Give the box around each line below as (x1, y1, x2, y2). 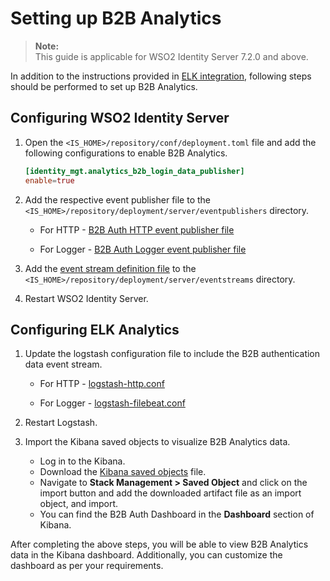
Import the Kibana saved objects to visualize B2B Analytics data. (24, 436, 291, 448)
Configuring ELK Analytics (10, 321, 180, 338)
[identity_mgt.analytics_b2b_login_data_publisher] (24, 166, 245, 176)
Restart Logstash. (24, 417, 98, 429)
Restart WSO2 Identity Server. (24, 292, 149, 304)
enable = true (24, 175, 75, 186)
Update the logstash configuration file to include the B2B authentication (24, 348, 321, 360)
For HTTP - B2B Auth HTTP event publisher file (39, 223, 235, 236)
